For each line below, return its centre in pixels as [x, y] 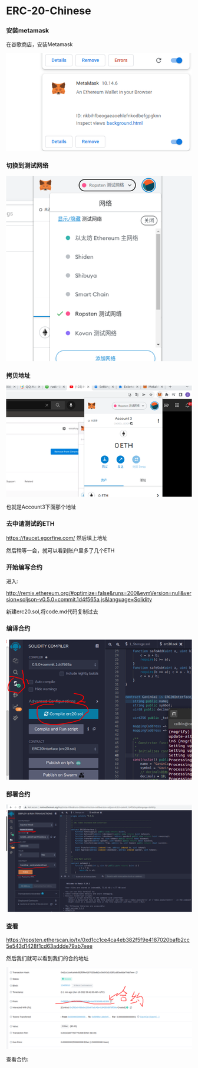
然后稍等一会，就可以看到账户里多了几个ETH [60, 550]
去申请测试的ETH [30, 524]
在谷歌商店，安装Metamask [39, 44]
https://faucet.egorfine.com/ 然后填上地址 [57, 538]
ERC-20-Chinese [49, 11]
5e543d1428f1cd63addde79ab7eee [49, 946]
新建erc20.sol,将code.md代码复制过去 [52, 612]
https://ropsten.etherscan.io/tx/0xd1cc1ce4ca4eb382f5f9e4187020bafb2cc [98, 940]
